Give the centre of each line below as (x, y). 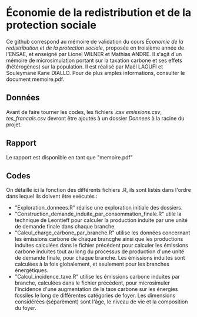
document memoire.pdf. (35, 79)
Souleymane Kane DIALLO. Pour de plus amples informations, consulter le (96, 73)
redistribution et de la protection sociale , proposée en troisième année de (95, 48)
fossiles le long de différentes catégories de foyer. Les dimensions (95, 296)
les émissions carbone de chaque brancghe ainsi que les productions (99, 239)
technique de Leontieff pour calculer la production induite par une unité (101, 220)
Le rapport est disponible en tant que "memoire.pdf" (70, 157)
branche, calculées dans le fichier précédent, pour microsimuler (92, 283)
